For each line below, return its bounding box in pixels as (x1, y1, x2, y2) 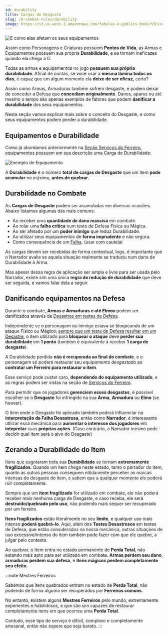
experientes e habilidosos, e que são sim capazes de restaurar (5, 602, 134, 608)
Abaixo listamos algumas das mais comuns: (5, 208, 95, 214)
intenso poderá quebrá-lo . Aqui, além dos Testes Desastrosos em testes (5, 521, 156, 527)
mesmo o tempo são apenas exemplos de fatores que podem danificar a (5, 96, 155, 102)
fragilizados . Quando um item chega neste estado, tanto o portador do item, (5, 464, 163, 470)
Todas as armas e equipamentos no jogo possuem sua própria (5, 65, 135, 71)
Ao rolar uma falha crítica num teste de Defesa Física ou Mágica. (12, 223, 147, 229)
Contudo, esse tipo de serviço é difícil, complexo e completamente (5, 617, 143, 623)
